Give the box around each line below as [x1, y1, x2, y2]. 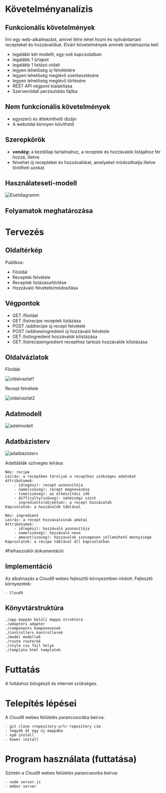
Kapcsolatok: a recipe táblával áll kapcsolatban [5, 539, 110, 545]
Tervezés [5, 227, 45, 238]
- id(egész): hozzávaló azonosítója [14, 526, 90, 531]
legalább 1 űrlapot [12, 57, 49, 63]
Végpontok [5, 299, 40, 308]
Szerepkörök [5, 136, 46, 144]
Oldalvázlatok [5, 353, 49, 362]
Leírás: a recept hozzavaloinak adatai [5, 518, 88, 523]
